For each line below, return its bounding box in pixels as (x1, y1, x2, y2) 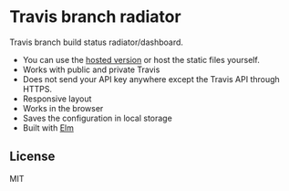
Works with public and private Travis (22, 64, 160, 75)
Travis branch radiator (9, 6, 181, 27)
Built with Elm (22, 122, 75, 133)
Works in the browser (22, 102, 104, 113)
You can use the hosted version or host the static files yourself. (22, 54, 260, 65)
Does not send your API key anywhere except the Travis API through (22, 73, 280, 84)
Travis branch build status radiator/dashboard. (9, 37, 184, 48)
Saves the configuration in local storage (22, 112, 173, 123)
